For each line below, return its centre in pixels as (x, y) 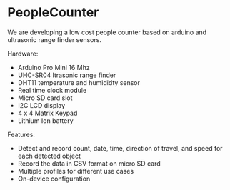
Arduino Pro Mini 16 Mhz (54, 67)
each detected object (49, 156)
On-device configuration (54, 179)
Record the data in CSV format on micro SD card (89, 163)
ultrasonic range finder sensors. (55, 39)
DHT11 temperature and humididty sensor (79, 82)
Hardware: (23, 54)
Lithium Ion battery (45, 120)
